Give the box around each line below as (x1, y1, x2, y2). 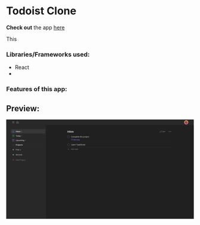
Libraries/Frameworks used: (6, 50, 90, 58)
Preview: (6, 103, 40, 114)
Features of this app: (6, 85, 67, 93)
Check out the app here (6, 24, 65, 31)
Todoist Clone (6, 4, 77, 18)
